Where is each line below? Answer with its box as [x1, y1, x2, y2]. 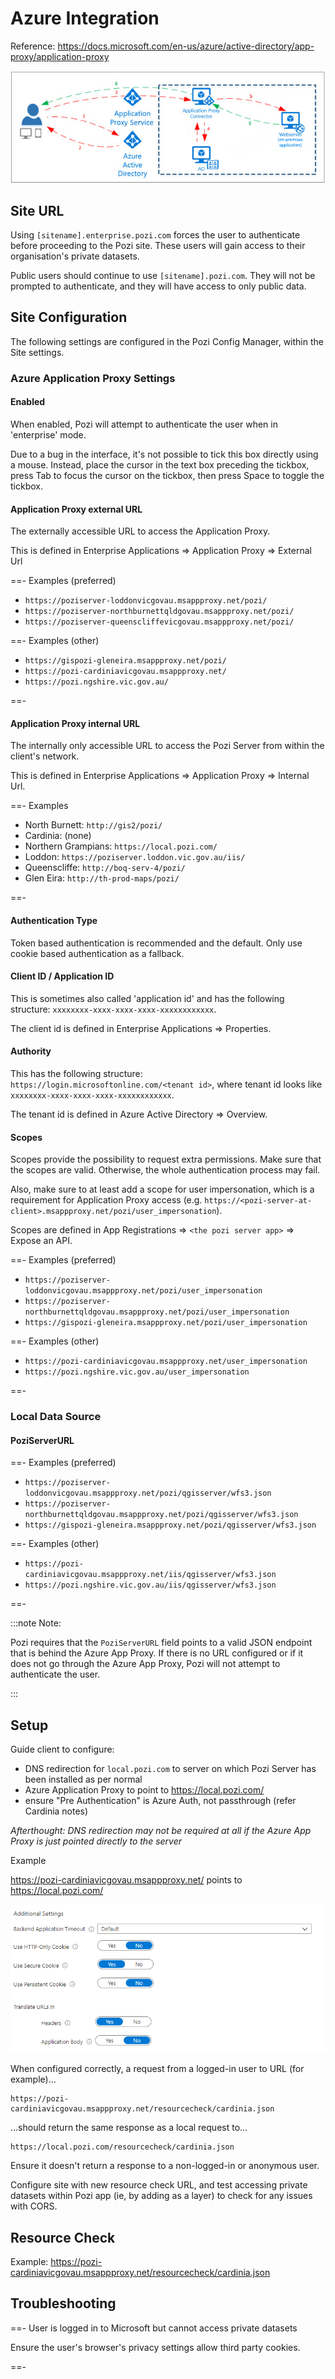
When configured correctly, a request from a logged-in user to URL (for [10, 2063, 305, 2075]
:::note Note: [10, 1617, 62, 1629]
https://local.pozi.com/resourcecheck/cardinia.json [10, 2142, 235, 2152]
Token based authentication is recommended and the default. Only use [10, 937, 303, 949]
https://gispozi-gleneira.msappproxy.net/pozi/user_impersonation [24, 1318, 308, 1328]
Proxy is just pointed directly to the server [10, 1835, 182, 1847]
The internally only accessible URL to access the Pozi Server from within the [10, 740, 325, 752]
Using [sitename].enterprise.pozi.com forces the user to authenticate [10, 229, 301, 241]
